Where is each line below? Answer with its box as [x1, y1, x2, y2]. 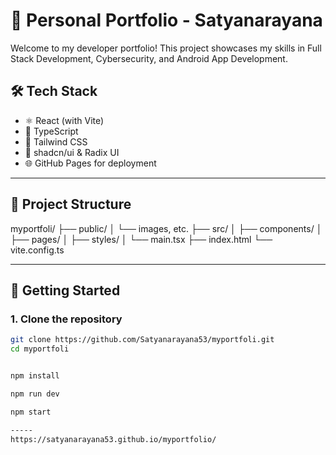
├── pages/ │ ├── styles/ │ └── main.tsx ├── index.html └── [10, 233, 273, 245]
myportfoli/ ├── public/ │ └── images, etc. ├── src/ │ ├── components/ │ [10, 222, 323, 234]
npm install [10, 371, 60, 381]
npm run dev [10, 389, 60, 399]
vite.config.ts [10, 244, 65, 256]
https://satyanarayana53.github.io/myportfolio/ [10, 434, 217, 444]
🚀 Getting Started [10, 282, 121, 299]
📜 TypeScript [24, 125, 79, 137]
